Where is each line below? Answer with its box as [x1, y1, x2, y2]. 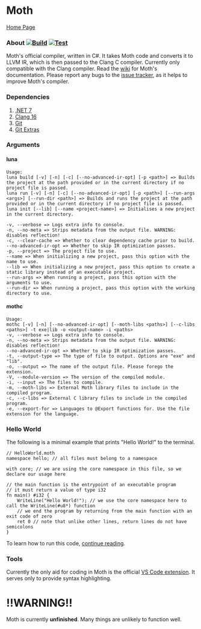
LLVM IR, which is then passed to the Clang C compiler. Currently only [6, 58, 181, 66]
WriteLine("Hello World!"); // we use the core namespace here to [17, 498, 187, 504]
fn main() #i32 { [6, 492, 50, 498]
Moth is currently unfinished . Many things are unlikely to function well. [6, 616, 182, 623]
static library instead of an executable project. [6, 269, 136, 275]
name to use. [6, 258, 39, 265]
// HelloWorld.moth [6, 450, 55, 456]
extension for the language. [6, 411, 79, 417]
